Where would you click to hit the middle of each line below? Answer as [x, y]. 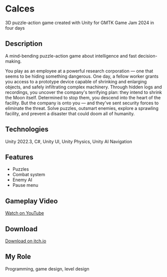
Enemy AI [22, 180]
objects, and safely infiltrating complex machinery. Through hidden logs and [84, 87]
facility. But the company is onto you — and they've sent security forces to [82, 103]
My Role [18, 257]
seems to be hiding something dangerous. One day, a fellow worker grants [82, 76]
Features [19, 157]
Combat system [29, 175]
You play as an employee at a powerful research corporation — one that [79, 71]
